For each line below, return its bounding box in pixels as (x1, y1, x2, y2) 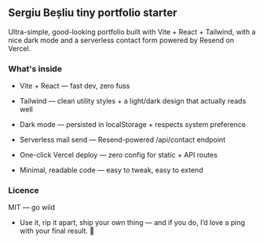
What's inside (8, 63, 63, 74)
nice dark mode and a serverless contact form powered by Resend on (8, 35, 235, 45)
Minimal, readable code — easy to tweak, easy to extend (19, 165, 203, 175)
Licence (8, 185, 39, 196)
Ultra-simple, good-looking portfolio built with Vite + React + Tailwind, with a (8, 27, 257, 36)
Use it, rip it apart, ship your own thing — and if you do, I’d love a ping (19, 218, 246, 227)
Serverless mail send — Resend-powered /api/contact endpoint (19, 135, 226, 144)
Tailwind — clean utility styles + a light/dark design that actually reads (19, 96, 247, 106)
